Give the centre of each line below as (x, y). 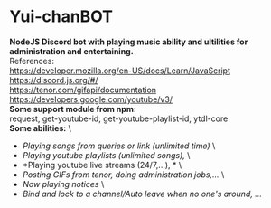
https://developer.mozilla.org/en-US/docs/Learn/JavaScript (120, 71)
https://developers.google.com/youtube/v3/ (91, 99)
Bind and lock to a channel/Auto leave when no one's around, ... (142, 194)
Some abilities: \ (41, 128)
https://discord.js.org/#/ (54, 80)
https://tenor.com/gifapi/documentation (83, 90)
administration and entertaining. (71, 51)
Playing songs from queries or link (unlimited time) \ (119, 146)
